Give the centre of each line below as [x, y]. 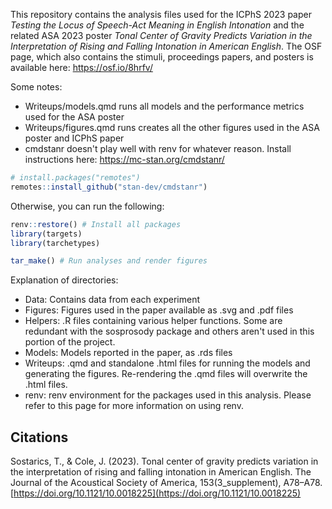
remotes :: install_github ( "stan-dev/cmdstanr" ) [109, 187]
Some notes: [36, 87]
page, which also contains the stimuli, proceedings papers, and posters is [162, 57]
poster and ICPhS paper [74, 138]
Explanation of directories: [64, 280]
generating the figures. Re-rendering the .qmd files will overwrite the [166, 374]
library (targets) [46, 234]
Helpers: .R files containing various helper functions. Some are [153, 321]
